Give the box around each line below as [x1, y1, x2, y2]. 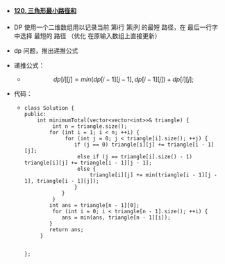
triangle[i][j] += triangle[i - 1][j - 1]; [24, 160, 153, 167]
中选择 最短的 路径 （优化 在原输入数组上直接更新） [13, 32, 161, 40]
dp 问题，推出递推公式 [13, 47, 78, 55]
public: [24, 111, 47, 118]
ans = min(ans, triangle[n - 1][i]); [61, 214, 172, 222]
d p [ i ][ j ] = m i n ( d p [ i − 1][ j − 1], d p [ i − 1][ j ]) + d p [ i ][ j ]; [53, 75, 194, 83]
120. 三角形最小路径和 [13, 6, 77, 15]
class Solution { [24, 105, 75, 112]
